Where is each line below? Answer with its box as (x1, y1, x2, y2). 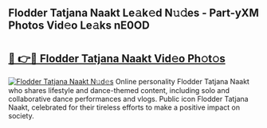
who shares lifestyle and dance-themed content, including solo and (8, 86, 230, 95)
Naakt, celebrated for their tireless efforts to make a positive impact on (8, 103, 241, 112)
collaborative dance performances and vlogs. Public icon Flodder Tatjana (8, 95, 249, 103)
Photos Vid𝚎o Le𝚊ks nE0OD (8, 19, 150, 33)
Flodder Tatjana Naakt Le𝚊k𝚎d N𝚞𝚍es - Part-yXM (8, 6, 259, 20)
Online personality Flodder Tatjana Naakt (115, 77, 249, 86)
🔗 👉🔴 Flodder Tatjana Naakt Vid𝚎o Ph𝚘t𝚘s (8, 52, 226, 65)
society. (8, 111, 34, 120)
